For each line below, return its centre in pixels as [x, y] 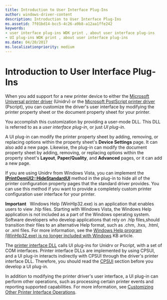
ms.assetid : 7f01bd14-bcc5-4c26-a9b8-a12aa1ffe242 [59, 24]
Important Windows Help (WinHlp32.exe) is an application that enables [80, 204]
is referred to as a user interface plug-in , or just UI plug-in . [65, 127]
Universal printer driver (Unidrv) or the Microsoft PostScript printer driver [80, 101]
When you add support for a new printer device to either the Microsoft [77, 96]
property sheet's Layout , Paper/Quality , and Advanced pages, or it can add [84, 158]
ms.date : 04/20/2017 [27, 42]
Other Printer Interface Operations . [41, 292]
